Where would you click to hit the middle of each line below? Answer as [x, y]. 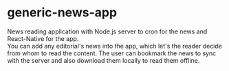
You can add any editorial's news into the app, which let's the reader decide [115, 46]
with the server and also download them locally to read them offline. [103, 60]
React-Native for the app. [43, 38]
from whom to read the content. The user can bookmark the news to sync [112, 53]
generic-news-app [62, 13]
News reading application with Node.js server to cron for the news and [107, 31]
